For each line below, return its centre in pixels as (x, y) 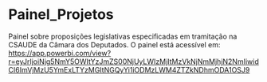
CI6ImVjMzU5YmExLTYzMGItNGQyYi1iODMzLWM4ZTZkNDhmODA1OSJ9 (129, 69)
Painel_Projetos (61, 15)
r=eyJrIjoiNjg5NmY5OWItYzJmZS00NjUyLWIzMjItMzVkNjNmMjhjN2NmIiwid (133, 61)
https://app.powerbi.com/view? (60, 53)
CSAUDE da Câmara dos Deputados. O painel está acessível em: (114, 44)
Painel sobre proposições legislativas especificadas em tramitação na (123, 36)
